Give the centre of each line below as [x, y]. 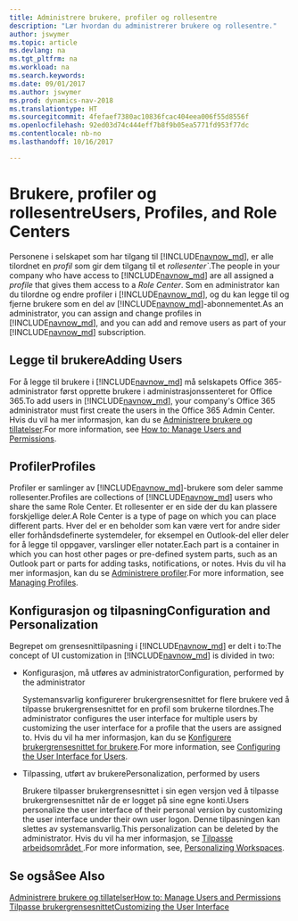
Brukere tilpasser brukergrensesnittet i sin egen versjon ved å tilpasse [150, 791]
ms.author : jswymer [46, 92]
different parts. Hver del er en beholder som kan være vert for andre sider [145, 526]
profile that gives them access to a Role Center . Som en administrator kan [145, 284]
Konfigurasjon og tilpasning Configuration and [140, 610]
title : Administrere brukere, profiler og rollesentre [113, 17]
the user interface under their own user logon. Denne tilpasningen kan [151, 819]
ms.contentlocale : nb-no [55, 134]
